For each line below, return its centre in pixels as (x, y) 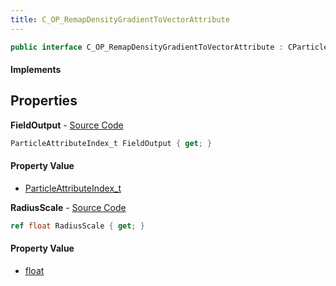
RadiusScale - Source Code (68, 207)
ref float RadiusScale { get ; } (77, 226)
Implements (36, 70)
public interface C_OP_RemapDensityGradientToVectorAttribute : (147, 47)
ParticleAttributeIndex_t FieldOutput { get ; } (111, 143)
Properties (44, 101)
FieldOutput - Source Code (67, 125)
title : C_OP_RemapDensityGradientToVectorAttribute (120, 19)
